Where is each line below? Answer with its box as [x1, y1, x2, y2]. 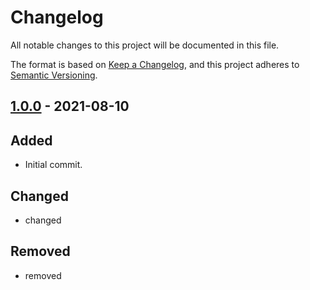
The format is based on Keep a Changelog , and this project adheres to [10, 58, 300, 70]
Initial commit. [24, 159, 83, 171]
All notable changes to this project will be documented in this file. [10, 39, 280, 51]
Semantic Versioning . [10, 69, 98, 81]
